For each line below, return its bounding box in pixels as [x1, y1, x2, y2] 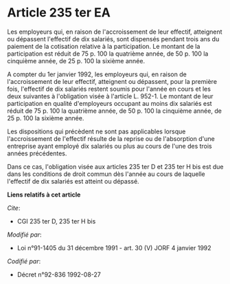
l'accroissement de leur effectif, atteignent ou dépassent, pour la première [7, 77, 218, 85]
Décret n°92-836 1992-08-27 [16, 270, 101, 278]
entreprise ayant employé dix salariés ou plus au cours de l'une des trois [7, 142, 213, 150]
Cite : [7, 204, 21, 212]
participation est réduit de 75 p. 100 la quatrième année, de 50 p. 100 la [7, 50, 209, 58]
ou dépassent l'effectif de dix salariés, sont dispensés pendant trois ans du [7, 34, 220, 43]
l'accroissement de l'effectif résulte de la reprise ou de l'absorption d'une [7, 134, 215, 142]
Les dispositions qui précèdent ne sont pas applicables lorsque [7, 127, 186, 135]
